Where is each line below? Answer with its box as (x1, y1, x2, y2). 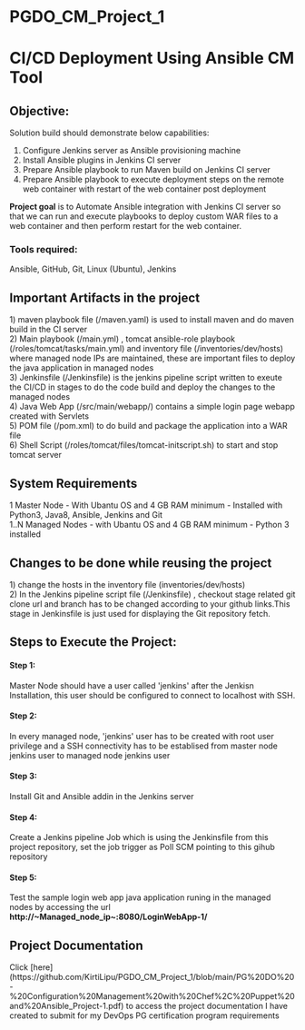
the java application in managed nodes (9, 362, 154, 373)
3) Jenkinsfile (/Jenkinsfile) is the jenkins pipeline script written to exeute (9, 372, 283, 383)
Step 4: (9, 811, 38, 823)
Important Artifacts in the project (9, 290, 201, 305)
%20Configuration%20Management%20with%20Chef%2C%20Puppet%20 (9, 991, 295, 1002)
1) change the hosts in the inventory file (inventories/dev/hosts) (9, 579, 246, 589)
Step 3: (9, 770, 38, 782)
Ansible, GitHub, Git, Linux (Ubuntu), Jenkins (9, 263, 177, 274)
